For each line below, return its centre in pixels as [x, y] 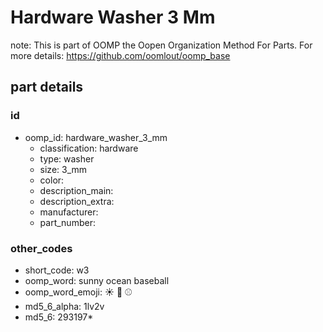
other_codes [41, 248]
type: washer [67, 158]
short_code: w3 [57, 270]
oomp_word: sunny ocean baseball [97, 280]
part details [47, 87]
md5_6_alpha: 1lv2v [64, 306]
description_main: [76, 190]
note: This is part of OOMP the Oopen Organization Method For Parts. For [161, 45]
